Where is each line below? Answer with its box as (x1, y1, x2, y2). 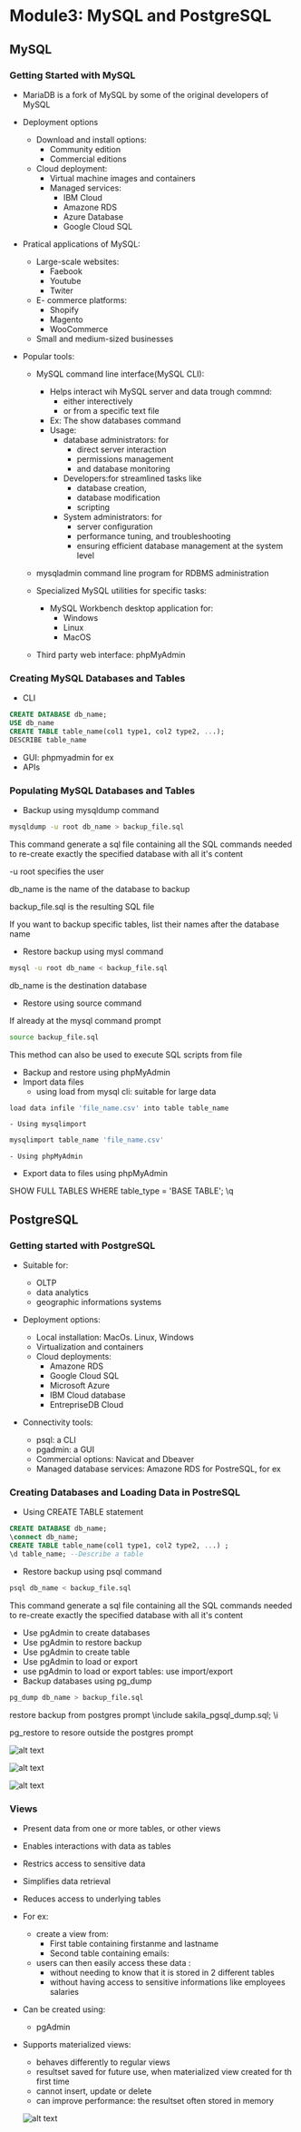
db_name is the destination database (9, 979, 148, 990)
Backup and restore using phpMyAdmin (22, 1066, 170, 1077)
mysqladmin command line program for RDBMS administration (35, 567, 269, 578)
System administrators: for (63, 511, 162, 522)
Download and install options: (35, 133, 147, 145)
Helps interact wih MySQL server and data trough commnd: (49, 386, 272, 397)
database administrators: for (63, 434, 170, 445)
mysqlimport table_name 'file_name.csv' (9, 1135, 165, 1145)
